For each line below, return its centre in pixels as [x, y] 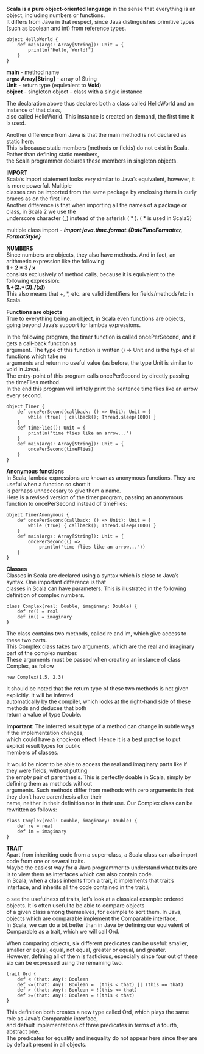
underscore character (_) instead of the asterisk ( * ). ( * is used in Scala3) [99, 218]
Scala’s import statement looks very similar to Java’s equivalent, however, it [101, 179]
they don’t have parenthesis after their [54, 796]
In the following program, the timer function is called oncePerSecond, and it [101, 337]
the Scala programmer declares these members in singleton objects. [92, 161]
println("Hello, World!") [61, 50]
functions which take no [37, 356]
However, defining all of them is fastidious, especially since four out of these [102, 956]
